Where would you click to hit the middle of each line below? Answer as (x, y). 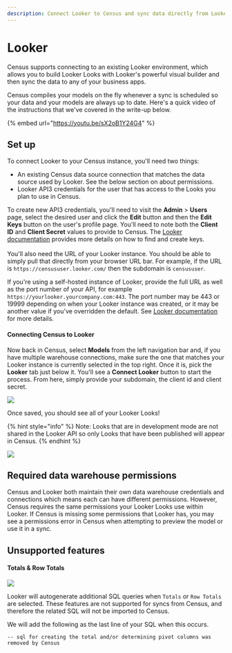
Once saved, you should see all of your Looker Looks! (84, 413)
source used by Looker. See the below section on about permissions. (115, 182)
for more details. (30, 319)
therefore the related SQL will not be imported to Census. (88, 611)
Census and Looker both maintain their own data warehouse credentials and (116, 492)
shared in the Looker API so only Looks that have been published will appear (116, 433)
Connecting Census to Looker (51, 334)
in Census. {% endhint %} (44, 441)
